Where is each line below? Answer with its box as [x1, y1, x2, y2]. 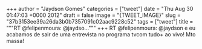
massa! [6, 38, 24, 44]
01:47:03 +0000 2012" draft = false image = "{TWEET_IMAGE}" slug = [6, 11, 181, 19]
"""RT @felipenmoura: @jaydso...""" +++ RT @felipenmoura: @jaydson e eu [6, 24, 196, 31]
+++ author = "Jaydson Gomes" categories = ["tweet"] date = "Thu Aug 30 [6, 5, 194, 12]
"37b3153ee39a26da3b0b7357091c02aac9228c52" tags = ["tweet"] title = [6, 18, 194, 25]
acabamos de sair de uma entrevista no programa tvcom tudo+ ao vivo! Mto [6, 31, 196, 38]
